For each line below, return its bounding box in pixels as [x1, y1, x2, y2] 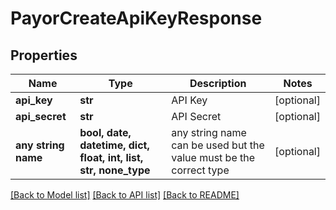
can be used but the [171, 138, 265, 152]
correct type [171, 163, 230, 177]
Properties [10, 47, 78, 64]
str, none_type [79, 163, 151, 177]
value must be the [171, 151, 256, 164]
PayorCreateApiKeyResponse [10, 7, 263, 30]
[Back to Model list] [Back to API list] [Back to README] [10, 189, 240, 201]
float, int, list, [79, 151, 144, 164]
